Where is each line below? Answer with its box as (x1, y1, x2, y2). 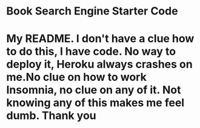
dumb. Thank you (6, 109, 97, 123)
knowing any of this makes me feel (6, 96, 185, 110)
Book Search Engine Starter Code (6, 4, 178, 18)
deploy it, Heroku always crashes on (6, 57, 193, 71)
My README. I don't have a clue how (6, 32, 195, 46)
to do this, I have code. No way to (6, 45, 176, 59)
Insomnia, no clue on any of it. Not (6, 83, 181, 97)
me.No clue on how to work (6, 71, 147, 84)
